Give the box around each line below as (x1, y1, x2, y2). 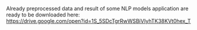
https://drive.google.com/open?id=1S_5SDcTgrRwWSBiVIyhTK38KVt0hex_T (6, 18, 191, 24)
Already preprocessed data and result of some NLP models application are (6, 5, 189, 12)
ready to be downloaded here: (6, 11, 80, 18)
